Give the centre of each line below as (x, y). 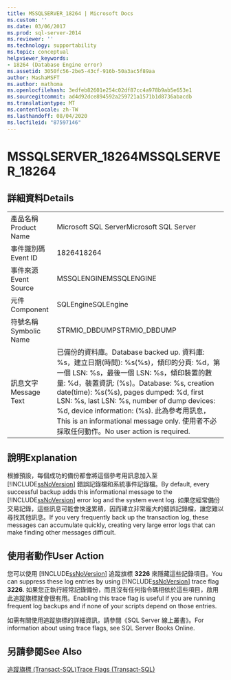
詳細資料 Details (41, 198)
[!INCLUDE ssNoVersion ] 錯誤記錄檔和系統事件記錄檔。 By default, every (108, 484)
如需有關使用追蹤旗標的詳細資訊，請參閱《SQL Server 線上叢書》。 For (106, 620)
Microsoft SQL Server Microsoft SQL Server (126, 227)
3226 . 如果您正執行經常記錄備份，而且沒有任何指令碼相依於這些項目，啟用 (113, 590)
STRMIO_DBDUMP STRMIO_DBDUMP (117, 330)
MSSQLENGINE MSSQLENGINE (107, 278)
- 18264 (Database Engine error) (55, 65)
